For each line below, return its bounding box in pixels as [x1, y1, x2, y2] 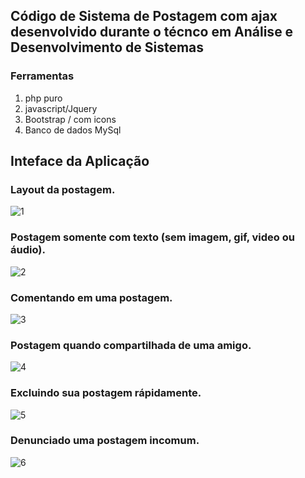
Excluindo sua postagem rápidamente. [10, 386, 202, 400]
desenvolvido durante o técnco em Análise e [10, 24, 294, 41]
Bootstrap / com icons [24, 113, 117, 125]
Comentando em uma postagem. [10, 290, 173, 304]
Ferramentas [10, 69, 75, 83]
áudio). [10, 243, 46, 257]
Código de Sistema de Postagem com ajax [10, 8, 278, 25]
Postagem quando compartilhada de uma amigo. [10, 338, 252, 352]
